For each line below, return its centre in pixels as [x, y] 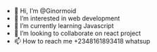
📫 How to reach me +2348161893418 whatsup [82, 41]
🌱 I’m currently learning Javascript [64, 26]
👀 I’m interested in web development [67, 18]
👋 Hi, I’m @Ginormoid [45, 11]
